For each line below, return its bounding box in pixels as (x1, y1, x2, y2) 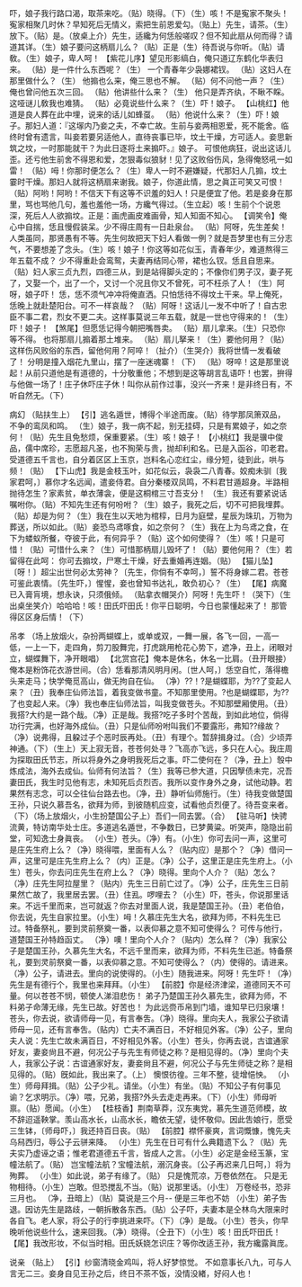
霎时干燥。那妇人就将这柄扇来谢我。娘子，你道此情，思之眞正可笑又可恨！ (9, 176, 285, 187)
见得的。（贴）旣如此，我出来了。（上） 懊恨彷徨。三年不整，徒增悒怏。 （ (9, 1069, 281, 1079)
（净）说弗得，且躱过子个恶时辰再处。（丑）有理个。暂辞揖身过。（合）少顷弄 (9, 732, 293, 742)
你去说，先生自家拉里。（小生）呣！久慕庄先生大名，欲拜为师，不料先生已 (9, 912, 281, 922)
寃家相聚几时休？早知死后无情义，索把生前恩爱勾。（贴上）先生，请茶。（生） (9, 19, 293, 30)
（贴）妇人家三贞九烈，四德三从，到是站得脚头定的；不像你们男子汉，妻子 (9, 266, 285, 277)
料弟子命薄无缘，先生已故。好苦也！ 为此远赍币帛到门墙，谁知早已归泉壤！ (9, 1002, 288, 1012)
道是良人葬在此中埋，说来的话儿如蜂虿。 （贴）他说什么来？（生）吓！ (9, 109, 271, 120)
